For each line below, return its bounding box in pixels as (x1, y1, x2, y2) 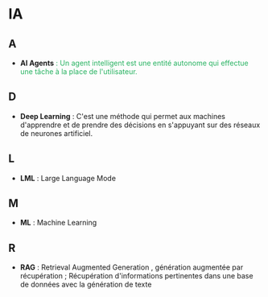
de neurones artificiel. (19, 128, 93, 138)
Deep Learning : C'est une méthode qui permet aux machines (19, 111, 226, 121)
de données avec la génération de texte (19, 279, 152, 290)
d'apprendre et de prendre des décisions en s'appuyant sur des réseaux (19, 120, 261, 130)
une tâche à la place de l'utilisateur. (19, 67, 138, 76)
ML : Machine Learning (19, 218, 97, 228)
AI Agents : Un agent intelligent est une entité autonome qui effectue (19, 58, 249, 68)
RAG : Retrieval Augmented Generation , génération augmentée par (19, 262, 244, 272)
